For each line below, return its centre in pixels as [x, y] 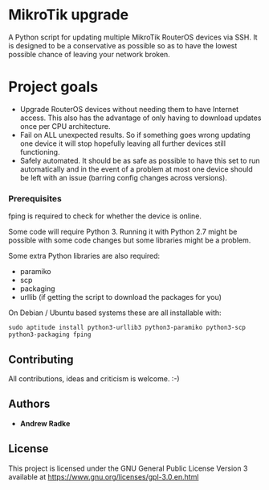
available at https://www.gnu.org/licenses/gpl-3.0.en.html [104, 476]
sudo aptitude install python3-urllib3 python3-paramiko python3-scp [127, 328]
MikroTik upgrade [69, 15]
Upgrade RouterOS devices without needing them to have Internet [129, 109]
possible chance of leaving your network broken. [89, 54]
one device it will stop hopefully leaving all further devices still [123, 143]
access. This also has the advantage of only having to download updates [141, 118]
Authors [29, 404]
